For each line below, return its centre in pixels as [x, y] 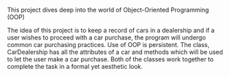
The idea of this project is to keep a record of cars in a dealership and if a [111, 30]
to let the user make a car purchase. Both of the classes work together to [111, 59]
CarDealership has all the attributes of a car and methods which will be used [115, 52]
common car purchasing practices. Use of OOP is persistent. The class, [108, 45]
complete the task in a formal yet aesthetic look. [75, 66]
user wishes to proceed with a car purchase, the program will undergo [106, 37]
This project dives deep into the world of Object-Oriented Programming [108, 10]
